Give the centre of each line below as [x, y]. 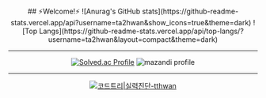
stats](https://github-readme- [190, 11]
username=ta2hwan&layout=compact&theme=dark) [133, 40]
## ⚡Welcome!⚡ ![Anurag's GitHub [84, 11]
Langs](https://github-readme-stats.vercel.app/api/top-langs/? [141, 31]
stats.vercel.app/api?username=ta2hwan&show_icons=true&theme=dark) [131, 23]
